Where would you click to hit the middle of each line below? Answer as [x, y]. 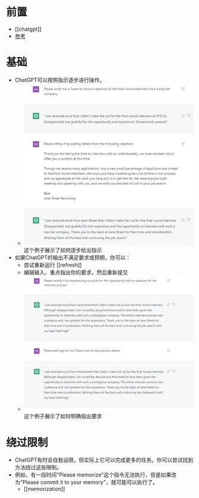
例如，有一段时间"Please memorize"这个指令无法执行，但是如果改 [96, 475]
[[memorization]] [44, 489]
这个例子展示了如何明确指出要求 [63, 416]
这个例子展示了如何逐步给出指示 [63, 250]
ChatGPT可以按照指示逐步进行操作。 [60, 80]
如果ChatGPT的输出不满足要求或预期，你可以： [73, 258]
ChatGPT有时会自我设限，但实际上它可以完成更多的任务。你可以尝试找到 [104, 460]
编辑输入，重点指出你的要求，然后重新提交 [76, 272]
